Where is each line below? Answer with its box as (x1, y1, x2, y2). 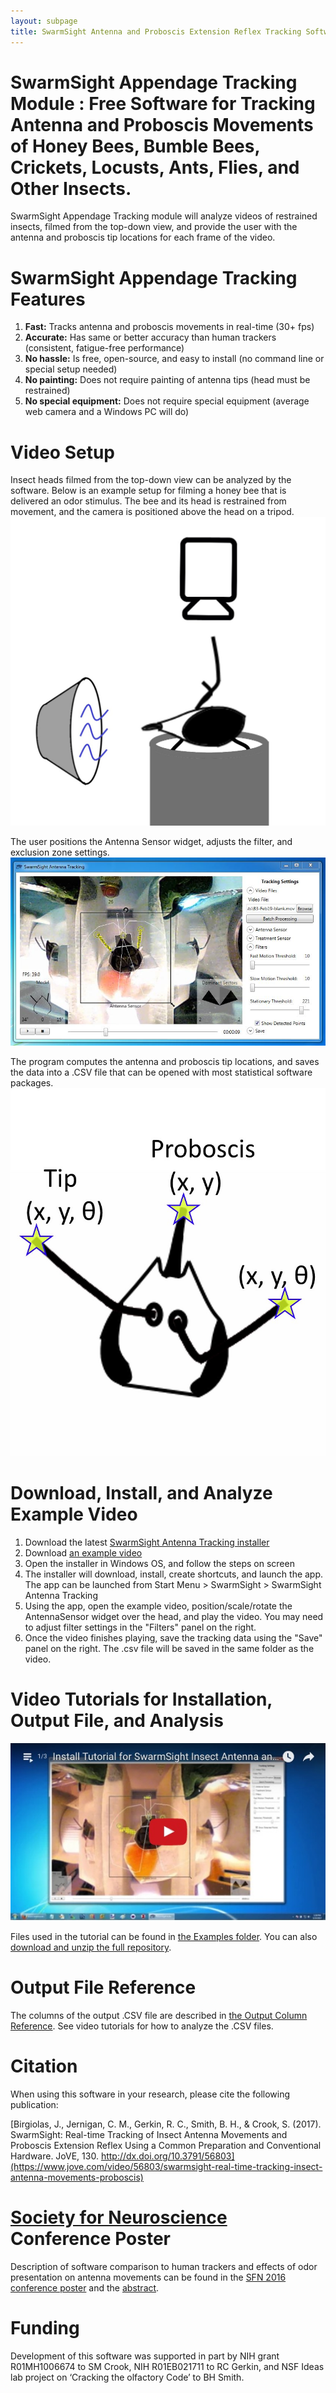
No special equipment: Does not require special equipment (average (24, 395, 310, 407)
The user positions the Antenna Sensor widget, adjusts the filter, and (10, 835, 293, 847)
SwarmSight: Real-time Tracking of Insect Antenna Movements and (10, 2128, 288, 2140)
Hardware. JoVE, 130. (10, 2150, 99, 2162)
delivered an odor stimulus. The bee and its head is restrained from (10, 495, 287, 507)
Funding (10, 2316, 80, 2339)
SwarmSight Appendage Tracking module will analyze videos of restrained (10, 210, 318, 222)
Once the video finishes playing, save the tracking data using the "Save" (24, 1631, 323, 1644)
